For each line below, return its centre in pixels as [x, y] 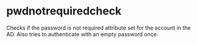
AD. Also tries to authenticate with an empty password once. [82, 34]
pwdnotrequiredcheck [64, 11]
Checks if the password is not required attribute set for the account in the [99, 28]
